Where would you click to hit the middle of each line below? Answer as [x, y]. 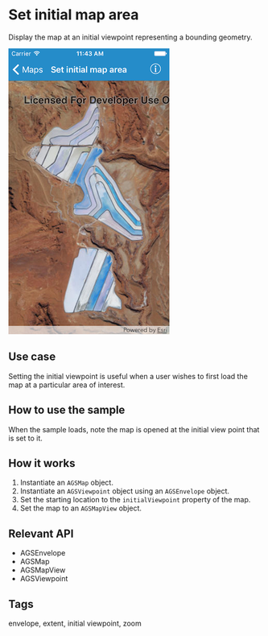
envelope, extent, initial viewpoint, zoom [75, 623]
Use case [32, 357]
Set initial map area [74, 15]
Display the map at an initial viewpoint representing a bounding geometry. [130, 37]
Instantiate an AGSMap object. [67, 483]
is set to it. [25, 438]
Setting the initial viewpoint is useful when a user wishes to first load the [128, 376]
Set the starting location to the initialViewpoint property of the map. [135, 500]
